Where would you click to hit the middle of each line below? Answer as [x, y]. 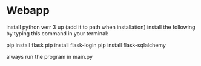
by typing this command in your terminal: [58, 33]
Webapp [28, 10]
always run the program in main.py [49, 56]
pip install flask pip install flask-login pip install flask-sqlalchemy [86, 45]
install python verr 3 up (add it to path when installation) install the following [101, 27]
